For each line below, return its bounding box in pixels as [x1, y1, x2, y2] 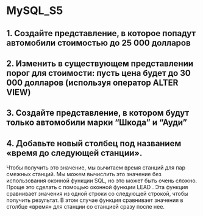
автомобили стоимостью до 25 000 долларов [6, 37, 191, 48]
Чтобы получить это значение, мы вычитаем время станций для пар [6, 164, 186, 171]
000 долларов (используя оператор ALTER [6, 77, 179, 88]
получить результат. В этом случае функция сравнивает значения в [6, 196, 183, 204]
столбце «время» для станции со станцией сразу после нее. [6, 203, 165, 210]
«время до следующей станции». [6, 147, 143, 158]
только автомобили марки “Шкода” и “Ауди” [6, 117, 187, 128]
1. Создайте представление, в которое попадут [6, 28, 196, 39]
